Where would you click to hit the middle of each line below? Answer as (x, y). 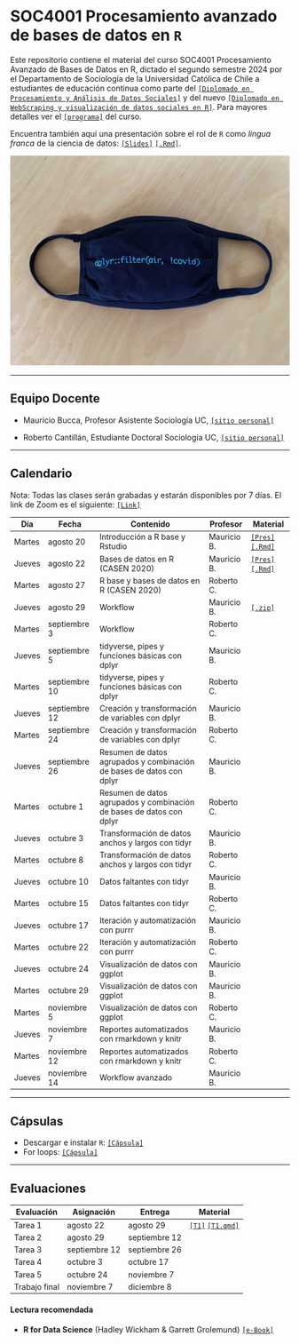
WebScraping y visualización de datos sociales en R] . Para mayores (139, 107)
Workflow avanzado (136, 1078)
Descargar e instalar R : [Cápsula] (83, 1142)
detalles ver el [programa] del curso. (76, 116)
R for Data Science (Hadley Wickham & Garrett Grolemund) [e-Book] (148, 1329)
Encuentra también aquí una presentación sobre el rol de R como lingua (141, 133)
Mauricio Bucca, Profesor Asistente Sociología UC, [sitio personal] (148, 420)
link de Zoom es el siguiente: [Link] (75, 505)
